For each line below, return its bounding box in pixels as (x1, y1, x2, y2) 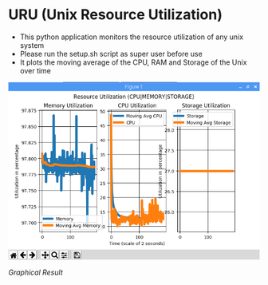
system (19, 40, 45, 49)
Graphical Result (8, 267, 63, 277)
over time (19, 65, 52, 75)
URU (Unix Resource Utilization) (8, 6, 223, 24)
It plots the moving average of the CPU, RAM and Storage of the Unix (19, 57, 247, 67)
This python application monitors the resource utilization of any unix (19, 32, 244, 42)
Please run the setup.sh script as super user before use (19, 49, 203, 58)
